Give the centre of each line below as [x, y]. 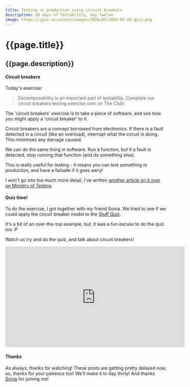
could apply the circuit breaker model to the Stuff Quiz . [63, 214]
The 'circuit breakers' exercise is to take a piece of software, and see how [83, 114]
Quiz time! [17, 197]
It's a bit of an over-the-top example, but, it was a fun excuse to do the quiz [85, 224]
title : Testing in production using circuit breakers [64, 10]
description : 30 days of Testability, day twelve [59, 15]
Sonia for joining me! [27, 379]
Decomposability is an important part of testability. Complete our [86, 98]
